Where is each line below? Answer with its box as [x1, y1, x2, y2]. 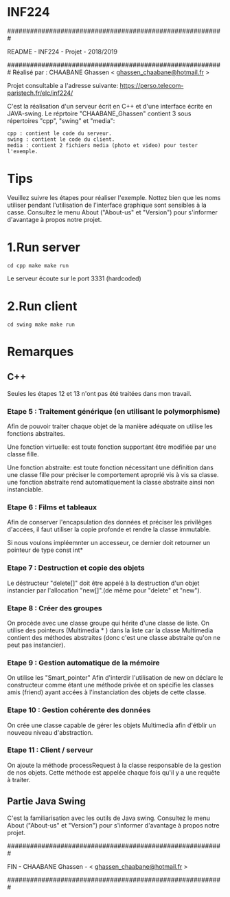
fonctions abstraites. [7, 430, 65, 438]
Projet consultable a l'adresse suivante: [7, 81, 119, 89]
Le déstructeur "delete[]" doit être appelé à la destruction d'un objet [7, 579, 200, 587]
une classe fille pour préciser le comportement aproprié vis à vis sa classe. [7, 471, 219, 479]
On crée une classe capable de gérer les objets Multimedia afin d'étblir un [7, 721, 216, 729]
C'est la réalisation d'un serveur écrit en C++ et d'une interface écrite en [7, 102, 213, 110]
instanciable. [7, 485, 43, 494]
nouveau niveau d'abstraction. [7, 728, 93, 736]
